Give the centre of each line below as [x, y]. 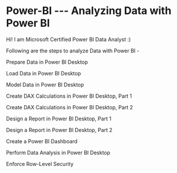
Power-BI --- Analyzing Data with [89, 11]
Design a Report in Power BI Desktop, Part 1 [59, 119]
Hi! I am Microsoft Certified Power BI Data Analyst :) [69, 39]
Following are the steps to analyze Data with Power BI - [73, 50]
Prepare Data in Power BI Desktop [47, 62]
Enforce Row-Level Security [40, 164]
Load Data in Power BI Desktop [44, 73]
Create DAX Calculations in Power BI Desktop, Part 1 [69, 96]
